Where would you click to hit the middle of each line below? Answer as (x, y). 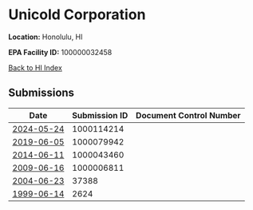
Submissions (41, 93)
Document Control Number (188, 115)
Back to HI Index (35, 67)
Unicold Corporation (77, 15)
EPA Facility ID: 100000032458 (60, 52)
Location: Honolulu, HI (45, 37)
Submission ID (100, 115)
